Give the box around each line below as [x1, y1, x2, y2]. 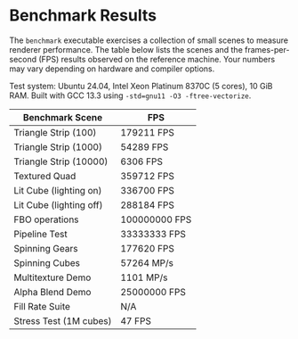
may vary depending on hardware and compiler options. [9, 63, 215, 74]
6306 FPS [119, 155, 163, 168]
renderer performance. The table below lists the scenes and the [9, 44, 243, 54]
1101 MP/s [119, 271, 168, 284]
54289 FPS [119, 140, 169, 153]
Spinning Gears [13, 242, 78, 254]
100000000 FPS [119, 213, 192, 226]
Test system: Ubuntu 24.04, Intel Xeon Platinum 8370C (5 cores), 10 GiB [9, 80, 273, 91]
